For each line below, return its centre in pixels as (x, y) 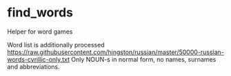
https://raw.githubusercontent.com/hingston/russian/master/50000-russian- (115, 52)
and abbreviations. (33, 66)
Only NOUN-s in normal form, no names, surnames (144, 59)
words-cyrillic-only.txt (39, 59)
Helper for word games (40, 31)
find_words (40, 13)
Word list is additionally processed (56, 45)
